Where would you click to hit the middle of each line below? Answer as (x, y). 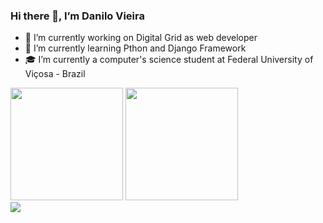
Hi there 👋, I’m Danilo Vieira (77, 16)
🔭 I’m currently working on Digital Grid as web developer (141, 38)
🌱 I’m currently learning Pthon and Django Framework (135, 48)
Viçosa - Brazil (55, 74)
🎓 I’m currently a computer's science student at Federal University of (169, 60)
